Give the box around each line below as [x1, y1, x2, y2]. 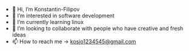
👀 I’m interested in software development [12, 12, 115, 19]
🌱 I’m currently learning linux [12, 19, 84, 25]
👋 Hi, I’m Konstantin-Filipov [12, 6, 80, 13]
